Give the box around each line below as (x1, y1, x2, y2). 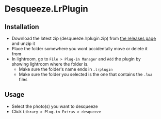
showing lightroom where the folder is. (11, 61, 89, 67)
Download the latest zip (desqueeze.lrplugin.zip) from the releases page (11, 35, 156, 41)
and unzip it (11, 41, 35, 46)
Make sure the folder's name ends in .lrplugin (18, 66, 113, 72)
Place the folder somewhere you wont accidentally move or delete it (11, 46, 148, 51)
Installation (4, 23, 39, 31)
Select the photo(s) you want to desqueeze (11, 103, 98, 109)
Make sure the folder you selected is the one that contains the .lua (18, 72, 153, 77)
